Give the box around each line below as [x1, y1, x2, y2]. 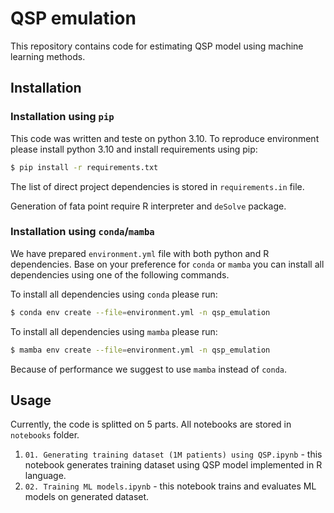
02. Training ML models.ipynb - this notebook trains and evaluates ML [24, 480, 317, 492]
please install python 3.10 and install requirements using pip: [10, 143, 258, 155]
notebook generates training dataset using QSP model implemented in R [24, 459, 323, 471]
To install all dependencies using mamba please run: [10, 325, 218, 337]
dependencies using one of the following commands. [10, 268, 230, 281]
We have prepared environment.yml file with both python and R [10, 247, 270, 259]
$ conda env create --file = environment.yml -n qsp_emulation [10, 307, 271, 317]
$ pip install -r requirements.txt [10, 162, 159, 172]
